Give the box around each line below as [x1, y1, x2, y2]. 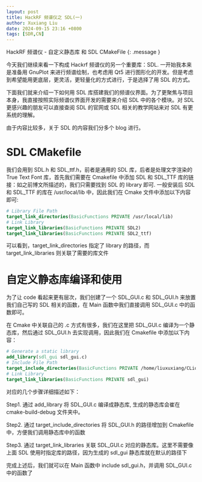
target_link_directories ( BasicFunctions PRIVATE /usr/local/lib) [6, 214, 173, 220]
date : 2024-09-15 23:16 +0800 [6, 25, 82, 32]
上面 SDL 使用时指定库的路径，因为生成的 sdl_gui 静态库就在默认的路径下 [6, 448, 188, 456]
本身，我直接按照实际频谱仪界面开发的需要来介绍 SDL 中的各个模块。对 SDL [6, 97, 194, 104]
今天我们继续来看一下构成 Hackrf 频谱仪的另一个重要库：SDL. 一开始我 [6, 61, 182, 68]
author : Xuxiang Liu [6, 20, 58, 26]
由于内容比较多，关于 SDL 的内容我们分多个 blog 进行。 [6, 124, 144, 131]
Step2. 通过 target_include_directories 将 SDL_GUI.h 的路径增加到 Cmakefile [6, 421, 194, 428]
